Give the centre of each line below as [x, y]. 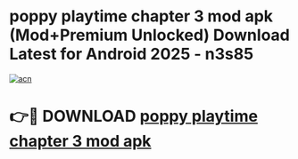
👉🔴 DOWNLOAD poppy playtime [134, 116]
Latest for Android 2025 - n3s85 [132, 54]
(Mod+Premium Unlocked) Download [149, 35]
